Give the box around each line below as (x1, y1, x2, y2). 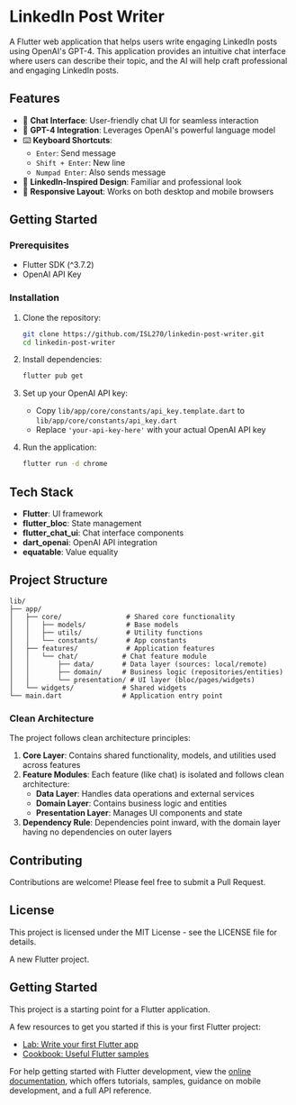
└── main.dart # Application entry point (9, 691, 223, 700)
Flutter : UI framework (22, 508, 103, 519)
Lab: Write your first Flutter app (22, 1038, 139, 1049)
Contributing (9, 853, 83, 868)
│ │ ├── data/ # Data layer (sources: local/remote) (9, 660, 268, 669)
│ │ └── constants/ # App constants (9, 635, 187, 645)
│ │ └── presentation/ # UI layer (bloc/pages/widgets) (9, 675, 256, 684)
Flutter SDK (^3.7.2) (22, 260, 94, 270)
